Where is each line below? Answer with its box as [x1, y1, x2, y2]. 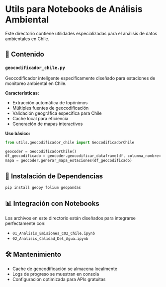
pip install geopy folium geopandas [5, 185, 81, 190]
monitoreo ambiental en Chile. [5, 80, 67, 86]
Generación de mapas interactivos [12, 121, 83, 127]
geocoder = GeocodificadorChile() [5, 149, 77, 154]
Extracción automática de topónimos [12, 99, 88, 105]
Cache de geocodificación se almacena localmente [12, 266, 118, 272]
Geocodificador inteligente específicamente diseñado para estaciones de [5, 75, 156, 81]
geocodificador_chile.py [5, 65, 66, 71]
